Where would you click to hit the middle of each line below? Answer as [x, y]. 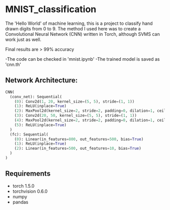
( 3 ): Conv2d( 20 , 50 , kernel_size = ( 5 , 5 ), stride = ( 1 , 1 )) [76, 116]
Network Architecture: [41, 80]
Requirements [28, 174]
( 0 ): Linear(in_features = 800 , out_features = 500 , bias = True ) [79, 139]
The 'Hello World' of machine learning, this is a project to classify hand [79, 23]
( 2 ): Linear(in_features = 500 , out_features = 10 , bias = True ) [78, 149]
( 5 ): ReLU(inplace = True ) [40, 125]
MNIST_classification [51, 9]
